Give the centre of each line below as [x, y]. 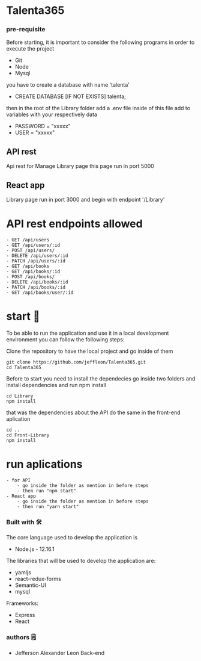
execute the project [30, 49]
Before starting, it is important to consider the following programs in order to [100, 42]
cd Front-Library [28, 435]
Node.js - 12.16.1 [35, 549]
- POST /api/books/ [31, 277]
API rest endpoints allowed [74, 224]
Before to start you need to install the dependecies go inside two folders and [101, 378]
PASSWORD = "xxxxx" [43, 126]
